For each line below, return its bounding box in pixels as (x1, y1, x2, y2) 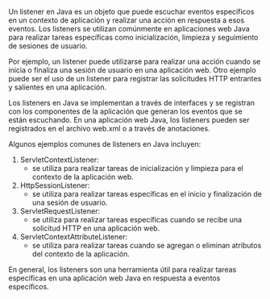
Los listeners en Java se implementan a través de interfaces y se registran (8, 98, 255, 107)
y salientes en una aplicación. (8, 82, 107, 92)
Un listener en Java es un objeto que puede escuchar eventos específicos (8, 7, 255, 16)
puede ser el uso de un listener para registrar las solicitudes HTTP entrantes (8, 74, 262, 83)
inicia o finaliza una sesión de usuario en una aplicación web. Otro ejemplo (8, 65, 256, 75)
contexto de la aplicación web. (31, 172, 135, 181)
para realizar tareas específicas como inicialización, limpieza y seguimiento (8, 32, 259, 42)
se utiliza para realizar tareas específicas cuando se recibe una (31, 215, 243, 224)
